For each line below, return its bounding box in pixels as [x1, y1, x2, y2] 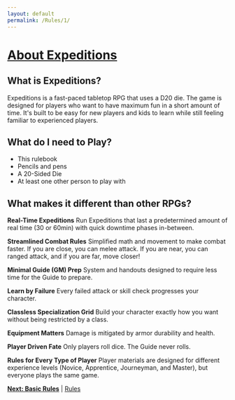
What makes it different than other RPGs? [7, 197, 192, 209]
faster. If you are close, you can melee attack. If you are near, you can [7, 245, 208, 253]
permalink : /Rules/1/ [7, 17, 71, 24]
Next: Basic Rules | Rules [7, 385, 81, 393]
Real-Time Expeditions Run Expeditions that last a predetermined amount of [7, 216, 228, 225]
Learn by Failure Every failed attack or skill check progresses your [7, 287, 199, 295]
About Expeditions [7, 47, 117, 63]
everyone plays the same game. [7, 371, 99, 380]
